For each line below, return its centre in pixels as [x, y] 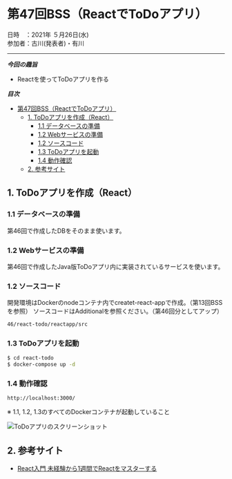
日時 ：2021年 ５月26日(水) [48, 35]
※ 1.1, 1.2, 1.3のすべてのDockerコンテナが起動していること [89, 412]
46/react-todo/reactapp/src [48, 325]
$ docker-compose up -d [41, 365]
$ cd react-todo [30, 358]
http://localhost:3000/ [41, 398]
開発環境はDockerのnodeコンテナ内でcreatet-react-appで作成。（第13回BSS [115, 303]
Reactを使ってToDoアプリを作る [63, 79]
